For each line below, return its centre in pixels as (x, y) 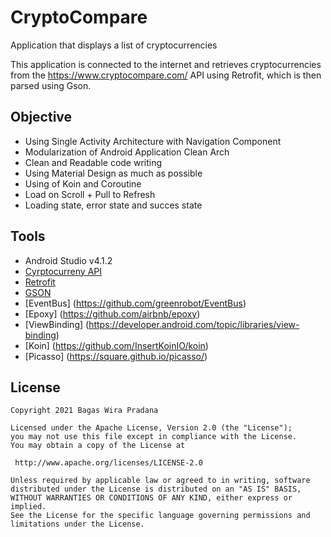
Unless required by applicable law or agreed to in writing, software (160, 481)
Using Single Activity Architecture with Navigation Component (153, 141)
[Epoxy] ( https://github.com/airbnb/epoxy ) (112, 313)
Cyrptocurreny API (63, 271)
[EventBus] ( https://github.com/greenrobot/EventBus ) (135, 303)
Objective (41, 117)
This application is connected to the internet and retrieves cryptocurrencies (166, 64)
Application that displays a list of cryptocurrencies (114, 45)
